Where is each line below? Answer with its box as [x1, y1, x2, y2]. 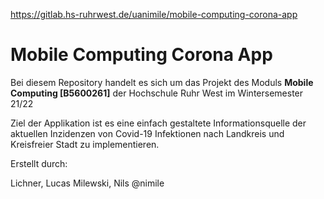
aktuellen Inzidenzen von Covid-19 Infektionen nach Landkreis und [10, 127, 285, 139]
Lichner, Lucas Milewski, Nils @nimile [10, 177, 165, 189]
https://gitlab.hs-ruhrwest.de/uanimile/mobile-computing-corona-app [10, 9, 298, 20]
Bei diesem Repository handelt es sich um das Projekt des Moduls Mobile [10, 76, 314, 88]
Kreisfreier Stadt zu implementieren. [10, 138, 160, 150]
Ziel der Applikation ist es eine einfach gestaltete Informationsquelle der [10, 117, 307, 129]
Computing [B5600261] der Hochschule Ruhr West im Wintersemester [10, 87, 304, 99]
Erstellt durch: [10, 157, 68, 169]
